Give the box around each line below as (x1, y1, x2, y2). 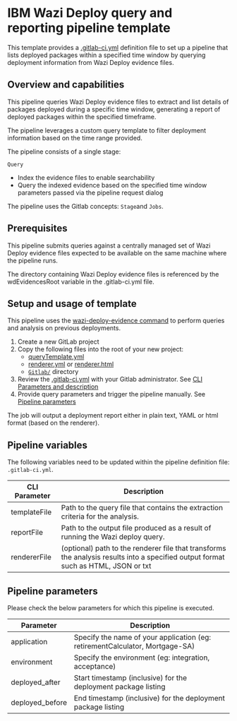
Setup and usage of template (7, 298, 137, 310)
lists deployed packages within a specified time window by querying (7, 51, 206, 59)
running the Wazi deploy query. (61, 532, 165, 542)
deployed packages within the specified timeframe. (7, 112, 157, 121)
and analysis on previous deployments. (7, 324, 121, 332)
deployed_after (11, 677, 61, 687)
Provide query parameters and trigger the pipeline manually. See (17, 390, 206, 399)
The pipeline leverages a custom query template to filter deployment (7, 126, 207, 135)
